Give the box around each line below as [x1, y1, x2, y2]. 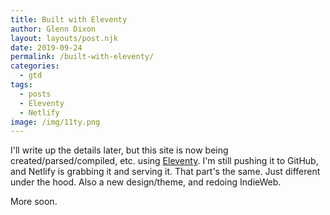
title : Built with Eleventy [10, 14, 128, 25]
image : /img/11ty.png [10, 117, 101, 127]
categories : [10, 61, 60, 71]
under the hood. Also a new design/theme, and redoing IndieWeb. [10, 176, 282, 188]
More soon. [10, 196, 58, 208]
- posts [19, 89, 52, 99]
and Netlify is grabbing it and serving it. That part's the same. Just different [10, 166, 321, 178]
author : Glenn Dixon [10, 24, 97, 34]
